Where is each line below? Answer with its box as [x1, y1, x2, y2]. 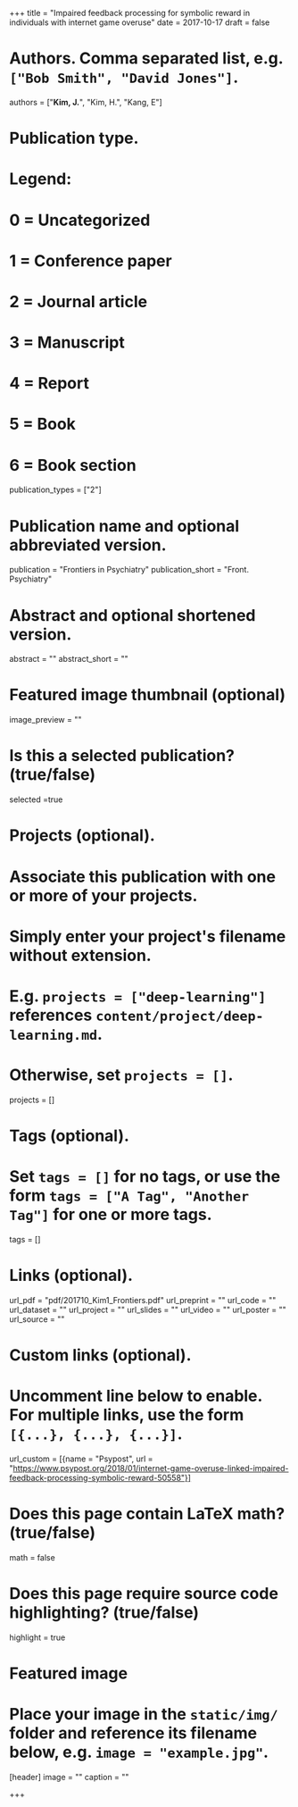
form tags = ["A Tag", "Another [9, 1185, 250, 1206]
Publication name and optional [9, 515, 240, 536]
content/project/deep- [95, 1008, 264, 1025]
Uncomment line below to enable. [9, 1386, 263, 1406]
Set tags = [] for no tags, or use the [9, 1167, 281, 1187]
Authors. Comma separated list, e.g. [9, 48, 284, 69]
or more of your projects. [9, 885, 198, 906]
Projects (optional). [9, 825, 156, 846]
